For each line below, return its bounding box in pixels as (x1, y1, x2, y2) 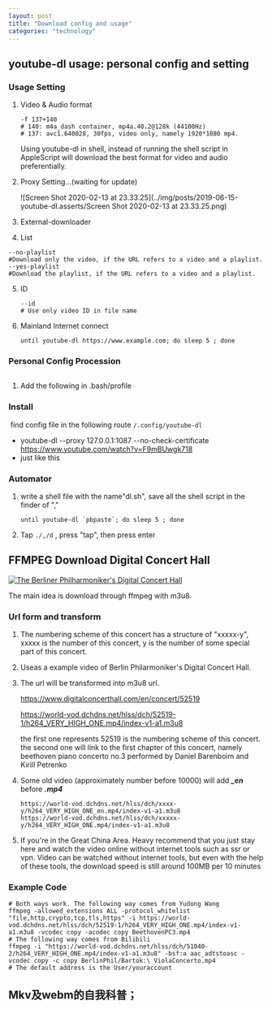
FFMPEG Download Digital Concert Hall (8, 554, 210, 567)
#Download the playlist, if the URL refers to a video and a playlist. (8, 269, 256, 278)
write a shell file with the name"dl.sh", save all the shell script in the (19, 491, 246, 501)
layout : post (8, 11, 53, 20)
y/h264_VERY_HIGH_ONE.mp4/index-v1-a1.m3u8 (19, 821, 171, 830)
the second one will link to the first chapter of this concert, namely (19, 743, 243, 752)
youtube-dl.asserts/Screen (19, 201, 110, 211)
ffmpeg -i (8, 942, 42, 951)
